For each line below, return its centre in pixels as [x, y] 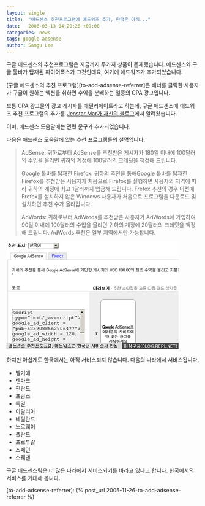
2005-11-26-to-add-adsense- [144, 490]
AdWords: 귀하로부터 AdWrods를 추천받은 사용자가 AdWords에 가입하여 [108, 217]
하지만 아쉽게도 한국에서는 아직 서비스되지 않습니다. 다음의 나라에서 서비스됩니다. [103, 360]
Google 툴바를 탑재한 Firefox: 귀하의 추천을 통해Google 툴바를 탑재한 [104, 173]
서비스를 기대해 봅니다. [33, 478]
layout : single [26, 13]
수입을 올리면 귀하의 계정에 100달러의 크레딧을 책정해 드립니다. [102, 160]
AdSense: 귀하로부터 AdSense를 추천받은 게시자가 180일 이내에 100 [103, 153]
